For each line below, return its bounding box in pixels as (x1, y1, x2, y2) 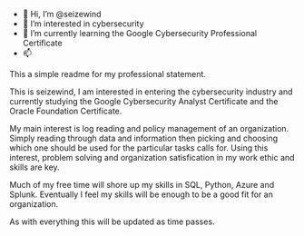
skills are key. (9, 162, 61, 172)
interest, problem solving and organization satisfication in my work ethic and (9, 152, 295, 162)
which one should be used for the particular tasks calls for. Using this (9, 143, 269, 153)
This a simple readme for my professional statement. (9, 69, 207, 79)
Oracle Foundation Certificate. (9, 105, 123, 116)
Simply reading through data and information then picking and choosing (9, 133, 279, 143)
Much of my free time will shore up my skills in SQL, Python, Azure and (9, 180, 275, 190)
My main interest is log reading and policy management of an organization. (9, 123, 289, 133)
